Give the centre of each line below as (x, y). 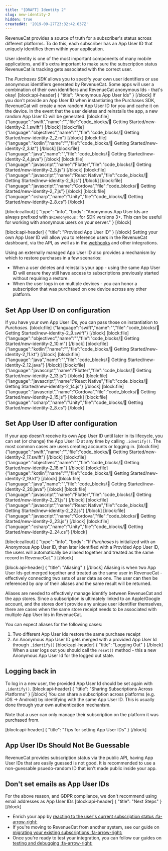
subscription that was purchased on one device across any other (79, 289)
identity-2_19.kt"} (23, 478)
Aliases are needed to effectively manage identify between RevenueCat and (83, 593)
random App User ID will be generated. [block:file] (57, 117)
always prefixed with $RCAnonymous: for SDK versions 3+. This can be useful (83, 217)
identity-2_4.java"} (24, 159)
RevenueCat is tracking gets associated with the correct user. (69, 69)
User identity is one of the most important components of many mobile (78, 59)
